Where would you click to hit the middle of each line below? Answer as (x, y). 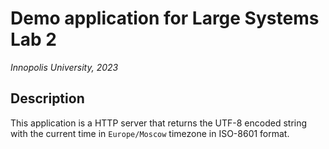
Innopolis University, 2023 (64, 67)
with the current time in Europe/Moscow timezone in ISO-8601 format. (150, 133)
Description (47, 98)
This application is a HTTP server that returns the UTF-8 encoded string (159, 123)
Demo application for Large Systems (165, 18)
